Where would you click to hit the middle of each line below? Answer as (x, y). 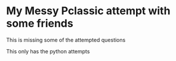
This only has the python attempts (48, 51)
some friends (40, 23)
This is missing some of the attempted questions (66, 40)
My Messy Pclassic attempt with (88, 11)
